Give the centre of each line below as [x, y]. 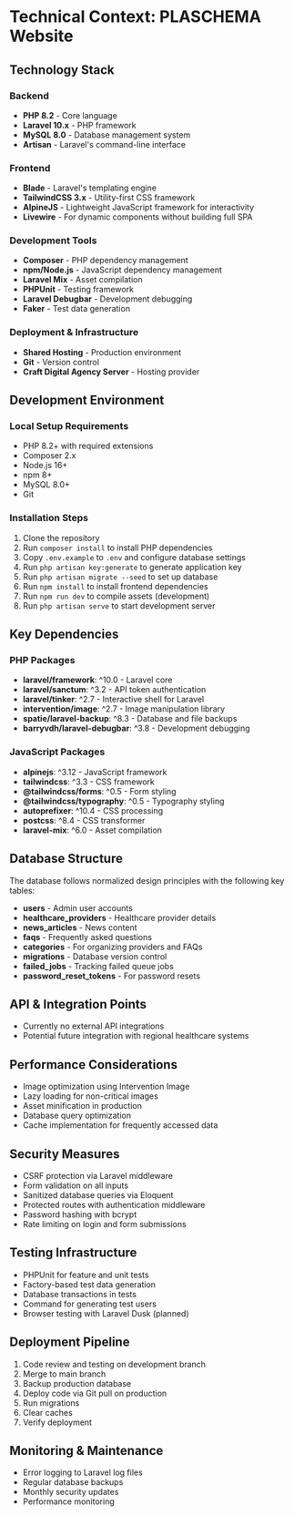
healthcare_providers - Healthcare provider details [119, 917]
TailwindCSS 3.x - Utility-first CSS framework [109, 198]
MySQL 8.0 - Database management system [106, 135]
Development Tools [53, 241]
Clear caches [47, 1412]
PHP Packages [42, 661]
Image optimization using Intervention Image [106, 1087]
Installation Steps [49, 518]
